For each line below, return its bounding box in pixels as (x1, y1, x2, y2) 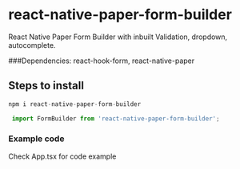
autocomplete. (8, 40, 56, 49)
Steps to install (8, 79, 84, 92)
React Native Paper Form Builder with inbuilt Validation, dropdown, (8, 32, 228, 41)
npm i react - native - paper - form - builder (8, 100, 142, 108)
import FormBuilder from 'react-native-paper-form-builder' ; (11, 114, 220, 123)
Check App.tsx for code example (8, 151, 117, 161)
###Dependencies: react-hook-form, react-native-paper (8, 56, 194, 65)
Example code (8, 133, 65, 144)
